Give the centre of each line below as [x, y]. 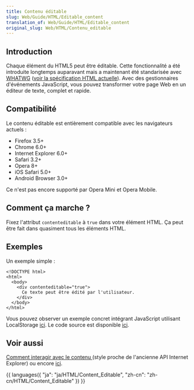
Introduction [29, 51]
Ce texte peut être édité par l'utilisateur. [78, 292]
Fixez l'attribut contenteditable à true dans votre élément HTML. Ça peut [95, 222]
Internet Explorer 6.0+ [41, 153]
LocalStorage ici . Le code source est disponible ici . [68, 325]
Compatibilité [31, 109]
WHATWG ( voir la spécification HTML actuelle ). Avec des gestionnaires [92, 78]
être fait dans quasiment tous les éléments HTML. [66, 228]
